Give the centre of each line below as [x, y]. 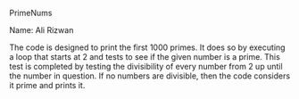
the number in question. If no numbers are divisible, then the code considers [150, 76]
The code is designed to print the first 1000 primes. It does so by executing [147, 47]
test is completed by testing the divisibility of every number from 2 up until [146, 66]
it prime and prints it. [47, 85]
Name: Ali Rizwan [42, 30]
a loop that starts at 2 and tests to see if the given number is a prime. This [145, 57]
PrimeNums [31, 13]
